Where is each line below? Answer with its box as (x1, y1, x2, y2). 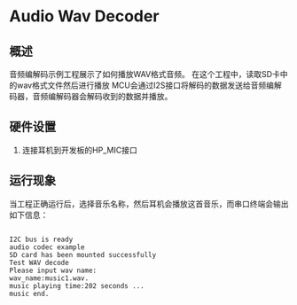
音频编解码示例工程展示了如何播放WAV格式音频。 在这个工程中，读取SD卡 (9, 69, 281, 79)
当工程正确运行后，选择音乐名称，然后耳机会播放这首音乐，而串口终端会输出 (9, 198, 289, 209)
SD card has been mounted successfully (9, 250, 157, 259)
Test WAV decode (9, 258, 69, 267)
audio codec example (9, 242, 86, 252)
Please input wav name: (9, 266, 98, 275)
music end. (9, 289, 50, 298)
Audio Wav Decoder (9, 6, 160, 27)
